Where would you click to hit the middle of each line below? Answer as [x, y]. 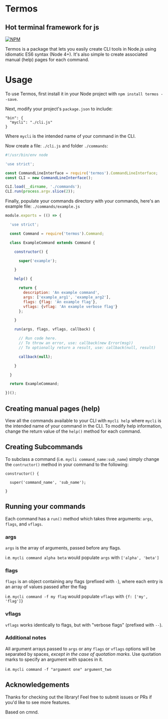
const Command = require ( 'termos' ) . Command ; [57, 234]
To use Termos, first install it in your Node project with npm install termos [82, 94]
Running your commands [45, 507]
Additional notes [26, 638]
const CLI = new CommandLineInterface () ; [49, 178]
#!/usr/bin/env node [27, 155]
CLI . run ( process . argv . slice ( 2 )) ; [40, 192]
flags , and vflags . [24, 524]
